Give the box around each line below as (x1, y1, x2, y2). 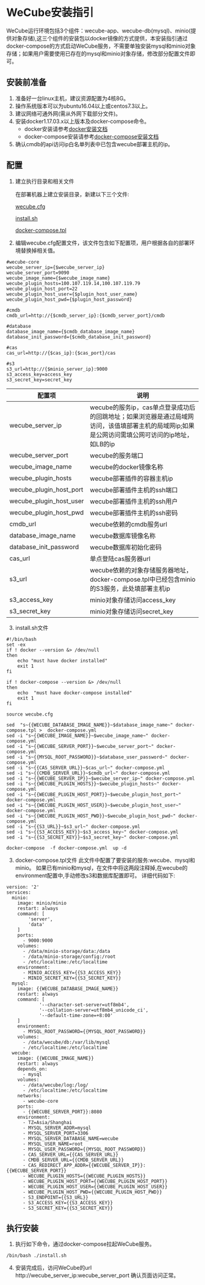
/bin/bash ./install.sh (6, 1253, 67, 1259)
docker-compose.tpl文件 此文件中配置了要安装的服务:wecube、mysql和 (15, 856, 195, 864)
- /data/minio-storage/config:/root (22, 954, 116, 960)
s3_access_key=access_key (6, 371, 72, 377)
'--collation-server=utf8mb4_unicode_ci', (38, 1007, 149, 1013)
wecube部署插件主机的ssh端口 (90, 486, 178, 494)
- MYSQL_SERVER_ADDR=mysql (22, 1125, 92, 1131)
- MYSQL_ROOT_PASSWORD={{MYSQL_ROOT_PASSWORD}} (22, 1028, 146, 1034)
